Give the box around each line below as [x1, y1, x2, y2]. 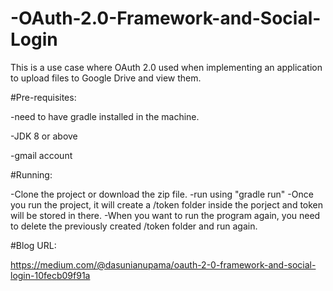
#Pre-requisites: [10, 91, 77, 103]
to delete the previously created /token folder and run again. [10, 220, 258, 232]
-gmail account [10, 149, 73, 161]
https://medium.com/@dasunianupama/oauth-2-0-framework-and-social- [10, 258, 317, 271]
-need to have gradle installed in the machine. [10, 110, 200, 122]
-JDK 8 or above [10, 130, 78, 142]
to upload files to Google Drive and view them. [10, 72, 202, 84]
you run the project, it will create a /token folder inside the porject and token [10, 198, 324, 211]
